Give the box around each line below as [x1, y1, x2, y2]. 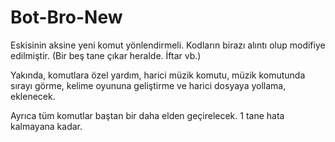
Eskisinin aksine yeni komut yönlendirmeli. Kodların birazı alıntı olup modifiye [10, 39, 326, 51]
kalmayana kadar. [10, 120, 83, 132]
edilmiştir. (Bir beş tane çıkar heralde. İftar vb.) [10, 49, 202, 61]
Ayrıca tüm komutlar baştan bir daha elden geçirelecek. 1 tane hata [10, 109, 285, 121]
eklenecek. [10, 90, 56, 102]
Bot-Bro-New [10, 6, 123, 29]
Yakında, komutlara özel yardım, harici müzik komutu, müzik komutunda [10, 69, 306, 81]
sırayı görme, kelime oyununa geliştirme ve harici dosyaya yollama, [10, 79, 287, 91]
